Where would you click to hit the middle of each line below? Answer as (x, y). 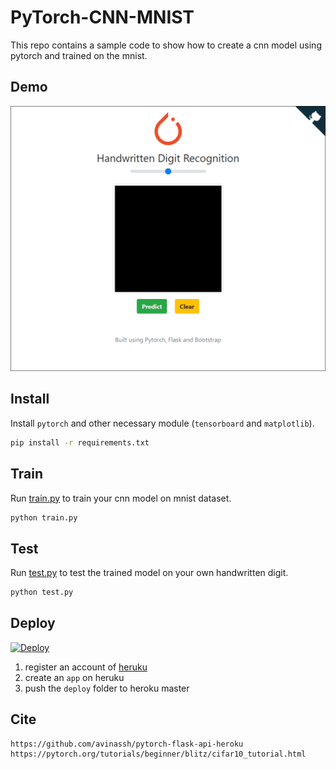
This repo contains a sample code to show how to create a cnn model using (166, 45)
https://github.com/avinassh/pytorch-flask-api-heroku (127, 744)
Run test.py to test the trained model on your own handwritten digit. (149, 573)
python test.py (42, 592)
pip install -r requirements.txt (80, 442)
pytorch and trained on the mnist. (79, 55)
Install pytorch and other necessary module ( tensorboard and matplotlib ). (162, 423)
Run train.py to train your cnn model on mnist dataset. (121, 498)
